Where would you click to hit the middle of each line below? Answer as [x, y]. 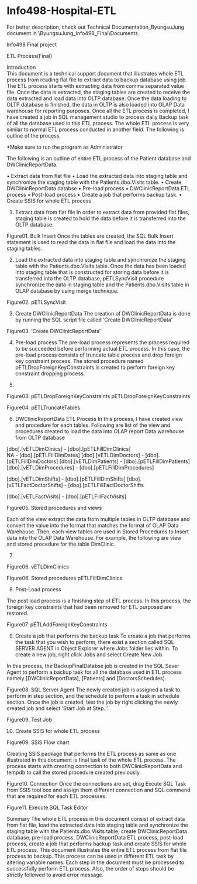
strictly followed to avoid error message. [55, 875]
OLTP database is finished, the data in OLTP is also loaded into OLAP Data [96, 104]
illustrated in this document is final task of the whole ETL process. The [91, 760]
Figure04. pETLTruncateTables [44, 407]
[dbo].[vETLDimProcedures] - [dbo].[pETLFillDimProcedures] [80, 467]
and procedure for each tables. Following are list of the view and [93, 425]
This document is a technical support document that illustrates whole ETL [95, 73]
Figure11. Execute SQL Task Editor [47, 807]
